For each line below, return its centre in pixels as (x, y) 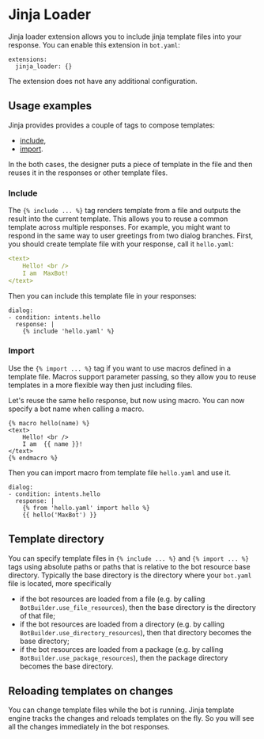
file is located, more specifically (60, 583)
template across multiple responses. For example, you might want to (119, 227)
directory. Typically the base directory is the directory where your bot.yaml (130, 575)
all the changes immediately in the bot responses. (89, 727)
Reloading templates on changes (91, 691)
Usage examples (50, 106)
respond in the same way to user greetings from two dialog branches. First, (131, 236)
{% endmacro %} (33, 458)
